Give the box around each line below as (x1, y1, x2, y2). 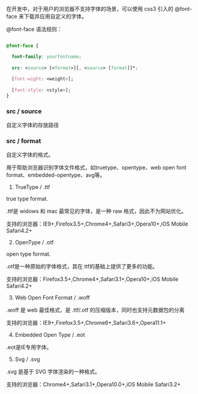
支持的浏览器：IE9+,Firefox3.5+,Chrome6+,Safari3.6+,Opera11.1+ (6, 319, 167, 327)
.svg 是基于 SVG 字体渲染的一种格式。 (6, 368, 101, 375)
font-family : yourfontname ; (11, 54, 82, 60)
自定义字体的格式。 (6, 151, 54, 158)
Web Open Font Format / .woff (14, 294, 90, 301)
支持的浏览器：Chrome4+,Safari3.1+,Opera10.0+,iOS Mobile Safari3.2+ (6, 381, 181, 388)
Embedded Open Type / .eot (14, 331, 85, 339)
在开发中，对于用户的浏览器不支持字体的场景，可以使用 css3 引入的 (6, 5, 174, 12)
